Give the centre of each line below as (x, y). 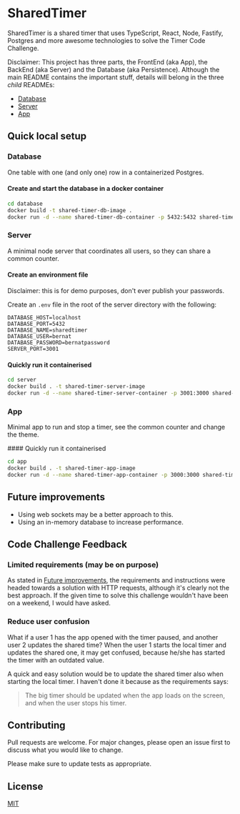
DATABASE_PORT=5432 (36, 324)
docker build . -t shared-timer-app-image (71, 468)
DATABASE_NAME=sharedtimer (47, 330)
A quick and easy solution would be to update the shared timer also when (115, 674)
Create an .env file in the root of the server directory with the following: (112, 304)
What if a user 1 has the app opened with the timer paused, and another (113, 637)
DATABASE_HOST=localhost (44, 317)
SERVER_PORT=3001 (33, 349)
